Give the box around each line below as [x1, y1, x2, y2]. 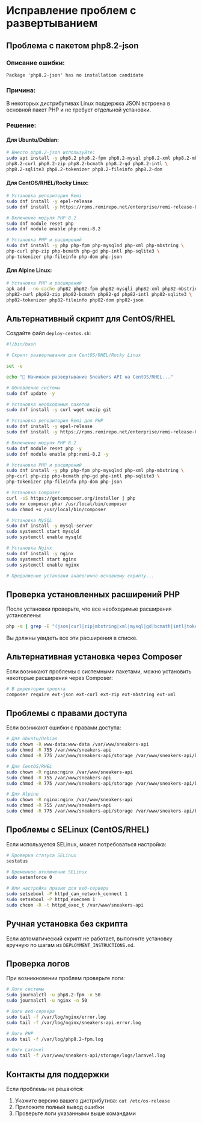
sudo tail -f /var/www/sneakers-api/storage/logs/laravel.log [6, 1052, 165, 1059]
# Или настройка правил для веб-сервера [6, 886, 109, 892]
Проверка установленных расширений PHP [6, 589, 180, 600]
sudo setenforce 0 [6, 875, 52, 881]
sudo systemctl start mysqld [6, 529, 79, 535]
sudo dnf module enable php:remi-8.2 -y [6, 451, 109, 457]
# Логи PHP [6, 1030, 34, 1037]
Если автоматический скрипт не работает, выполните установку [6, 935, 173, 942]
